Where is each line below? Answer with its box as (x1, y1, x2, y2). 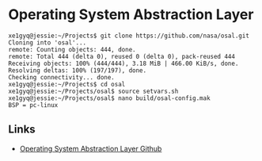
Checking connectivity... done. (8, 73, 115, 81)
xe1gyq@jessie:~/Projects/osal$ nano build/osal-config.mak (8, 94, 211, 102)
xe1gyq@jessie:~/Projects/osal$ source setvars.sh (8, 87, 179, 95)
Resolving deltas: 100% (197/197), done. (8, 66, 147, 75)
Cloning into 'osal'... (8, 38, 87, 47)
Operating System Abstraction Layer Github (19, 144, 162, 153)
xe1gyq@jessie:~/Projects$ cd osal (8, 80, 126, 88)
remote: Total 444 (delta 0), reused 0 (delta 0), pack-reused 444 (8, 52, 236, 60)
